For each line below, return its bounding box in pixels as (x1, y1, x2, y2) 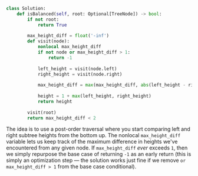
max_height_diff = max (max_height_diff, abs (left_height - (37, 82, 186, 88)
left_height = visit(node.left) (37, 65, 117, 72)
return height (37, 98, 72, 104)
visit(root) (27, 109, 57, 115)
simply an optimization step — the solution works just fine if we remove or (6, 157, 186, 164)
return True (37, 22, 67, 28)
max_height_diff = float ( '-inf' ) (27, 33, 110, 39)
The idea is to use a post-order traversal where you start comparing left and (6, 125, 190, 132)
